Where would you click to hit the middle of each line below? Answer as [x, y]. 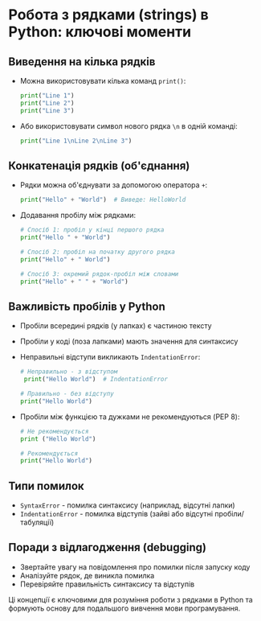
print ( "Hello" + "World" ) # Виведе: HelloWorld [103, 200]
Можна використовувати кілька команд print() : [103, 81]
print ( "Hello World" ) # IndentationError [96, 380]
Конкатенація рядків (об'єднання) [99, 165]
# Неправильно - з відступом [69, 372]
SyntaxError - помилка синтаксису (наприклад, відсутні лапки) [127, 505]
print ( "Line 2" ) [47, 103]
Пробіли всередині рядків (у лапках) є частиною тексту [116, 326]
